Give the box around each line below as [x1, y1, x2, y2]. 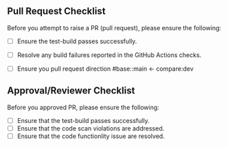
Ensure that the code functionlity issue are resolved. [16, 132, 165, 140]
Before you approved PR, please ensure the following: [7, 103, 159, 111]
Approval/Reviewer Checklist [7, 85, 135, 97]
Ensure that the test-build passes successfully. [16, 116, 150, 124]
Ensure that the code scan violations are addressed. [16, 124, 165, 133]
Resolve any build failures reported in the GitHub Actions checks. [16, 51, 202, 59]
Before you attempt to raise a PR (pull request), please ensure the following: [7, 23, 222, 32]
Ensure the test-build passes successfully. [16, 37, 137, 45]
